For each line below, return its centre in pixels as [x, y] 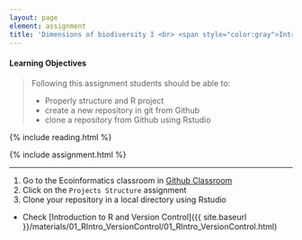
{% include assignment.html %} [68, 155]
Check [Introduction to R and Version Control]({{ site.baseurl [134, 217]
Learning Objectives [48, 63]
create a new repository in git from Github [122, 110]
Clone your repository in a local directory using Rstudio [124, 200]
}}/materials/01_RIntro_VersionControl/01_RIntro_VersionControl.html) [150, 227]
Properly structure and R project [104, 101]
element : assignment [48, 26]
